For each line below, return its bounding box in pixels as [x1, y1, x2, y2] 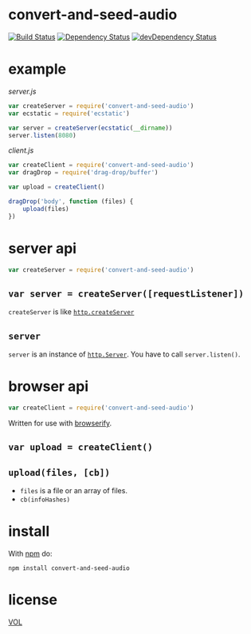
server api [8, 239, 77, 257]
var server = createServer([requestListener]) [8, 288, 245, 299]
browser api [8, 377, 89, 396]
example [8, 60, 67, 78]
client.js [8, 146, 34, 155]
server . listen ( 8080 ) [8, 131, 77, 139]
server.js [8, 86, 37, 96]
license [8, 591, 58, 609]
